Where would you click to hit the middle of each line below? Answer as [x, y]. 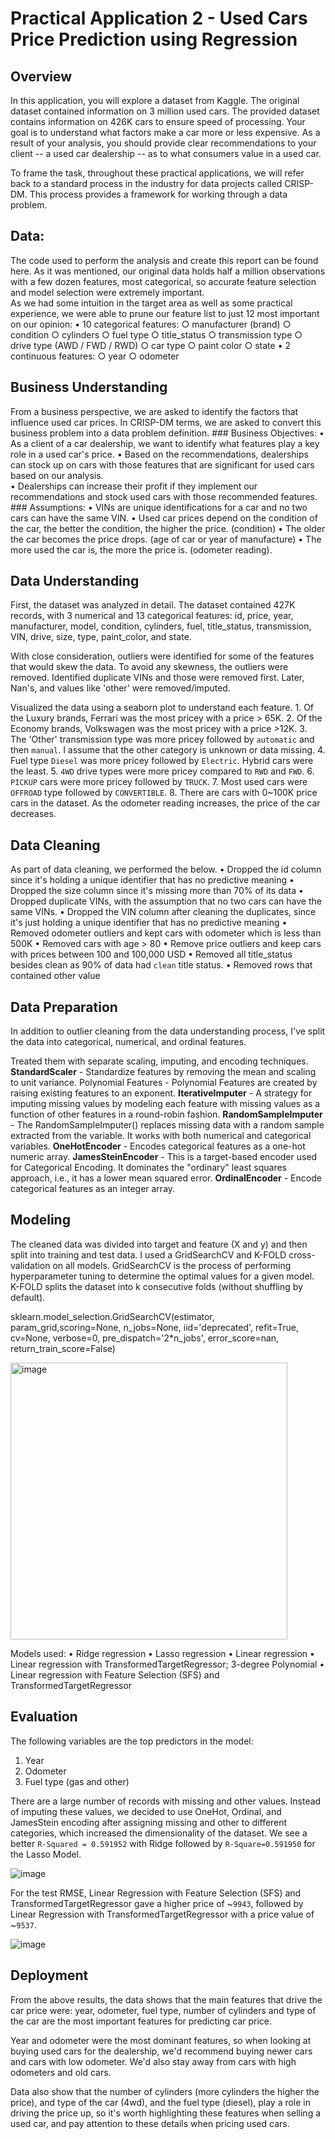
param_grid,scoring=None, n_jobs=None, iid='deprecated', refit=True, [155, 1327]
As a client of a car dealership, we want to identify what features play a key [165, 443]
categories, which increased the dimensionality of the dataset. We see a [159, 1833]
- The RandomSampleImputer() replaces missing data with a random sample [167, 1125]
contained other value [55, 976]
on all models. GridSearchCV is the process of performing [172, 1265]
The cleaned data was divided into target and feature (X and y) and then [159, 1244]
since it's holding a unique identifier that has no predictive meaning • [152, 880]
